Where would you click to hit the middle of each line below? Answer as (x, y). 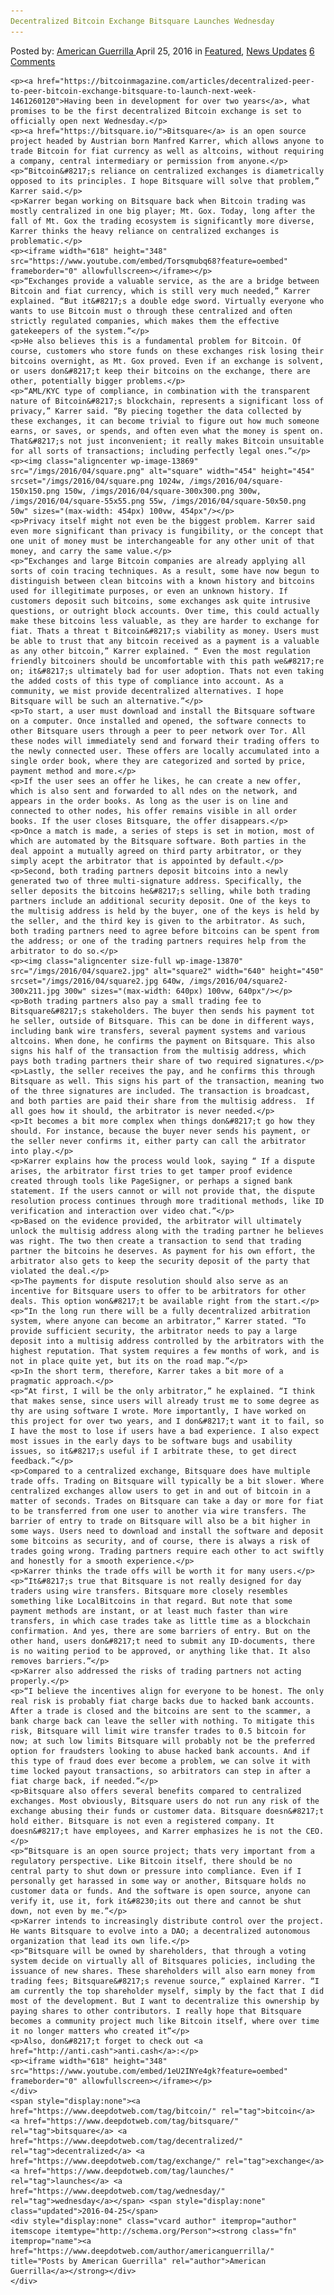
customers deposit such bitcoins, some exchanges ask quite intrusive (160, 601)
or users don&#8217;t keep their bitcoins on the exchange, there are (160, 371)
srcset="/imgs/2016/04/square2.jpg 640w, (98, 981)
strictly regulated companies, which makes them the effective (145, 321)
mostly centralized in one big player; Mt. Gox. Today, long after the (162, 211)
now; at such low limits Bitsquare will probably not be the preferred (162, 1741)
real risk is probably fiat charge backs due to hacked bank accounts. (162, 1701)
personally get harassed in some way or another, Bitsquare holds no (158, 1881)
